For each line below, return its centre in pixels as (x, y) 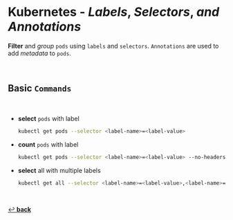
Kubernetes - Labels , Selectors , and (114, 12)
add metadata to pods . (39, 53)
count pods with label (48, 144)
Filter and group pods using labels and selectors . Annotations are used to (113, 46)
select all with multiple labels (59, 170)
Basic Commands (40, 88)
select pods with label (49, 118)
